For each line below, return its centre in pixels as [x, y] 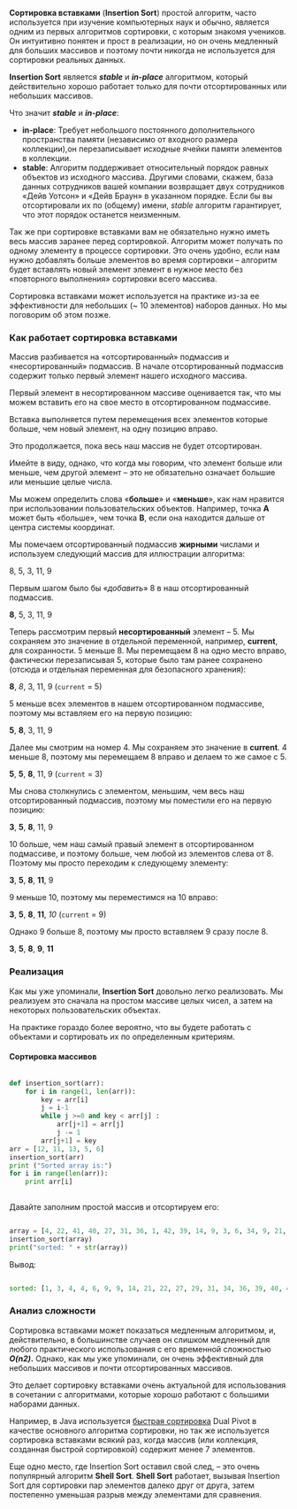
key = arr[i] [65, 1100]
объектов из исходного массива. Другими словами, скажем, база [148, 177]
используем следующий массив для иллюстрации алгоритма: [127, 554]
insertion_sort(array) [51, 1239]
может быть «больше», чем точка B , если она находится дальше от [137, 518]
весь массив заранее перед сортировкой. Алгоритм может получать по [146, 241]
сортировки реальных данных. [68, 60]
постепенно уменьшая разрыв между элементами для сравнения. [136, 1494]
